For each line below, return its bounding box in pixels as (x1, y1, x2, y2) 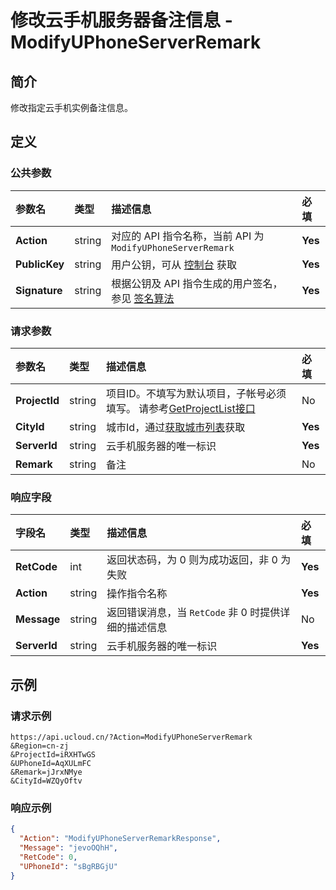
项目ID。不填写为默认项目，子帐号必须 (106, 386, 287, 400)
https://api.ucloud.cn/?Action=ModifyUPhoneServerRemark (10, 732, 253, 742)
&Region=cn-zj (10, 741, 70, 751)
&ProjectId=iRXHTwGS (10, 749, 97, 760)
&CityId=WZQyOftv (10, 776, 83, 786)
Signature (15, 283, 63, 297)
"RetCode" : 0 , (19, 852, 78, 862)
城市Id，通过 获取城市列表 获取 (106, 420, 246, 434)
